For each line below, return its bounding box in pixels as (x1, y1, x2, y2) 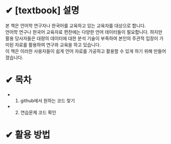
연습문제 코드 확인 (20, 109, 56, 115)
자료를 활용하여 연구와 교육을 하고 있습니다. (14, 41, 101, 47)
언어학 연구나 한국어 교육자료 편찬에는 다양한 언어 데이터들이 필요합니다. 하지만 (5, 29, 163, 35)
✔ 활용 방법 (5, 129, 50, 141)
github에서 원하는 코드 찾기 (20, 98, 75, 104)
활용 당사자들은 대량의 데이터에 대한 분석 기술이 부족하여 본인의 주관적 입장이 (5, 35, 159, 41)
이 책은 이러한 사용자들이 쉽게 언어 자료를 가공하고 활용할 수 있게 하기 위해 (5, 48, 153, 54)
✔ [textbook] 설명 (5, 5, 79, 16)
